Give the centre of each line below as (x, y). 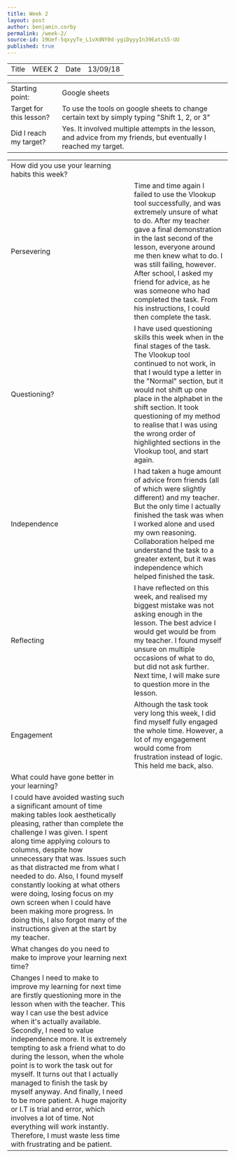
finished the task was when (179, 515)
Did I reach (29, 133)
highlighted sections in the (177, 442)
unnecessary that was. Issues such (69, 858)
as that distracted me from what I (65, 867)
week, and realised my (171, 597)
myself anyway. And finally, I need (67, 1092)
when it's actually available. (56, 1022)
